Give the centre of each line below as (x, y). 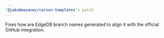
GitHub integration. (25, 30)
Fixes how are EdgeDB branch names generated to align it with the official (82, 24)
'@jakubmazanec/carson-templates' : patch (49, 10)
